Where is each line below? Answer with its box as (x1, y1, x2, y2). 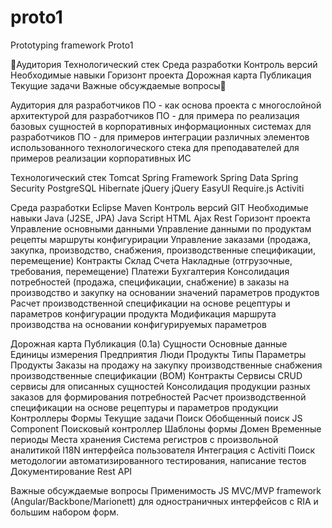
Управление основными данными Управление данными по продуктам (10, 222, 312, 235)
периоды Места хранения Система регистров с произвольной (10, 433, 279, 445)
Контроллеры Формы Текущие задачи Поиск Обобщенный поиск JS (10, 412, 303, 424)
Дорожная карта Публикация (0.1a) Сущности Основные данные (10, 337, 288, 350)
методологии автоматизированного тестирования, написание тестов (10, 454, 307, 466)
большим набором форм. (10, 506, 119, 518)
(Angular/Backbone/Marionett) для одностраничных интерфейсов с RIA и (10, 495, 319, 507)
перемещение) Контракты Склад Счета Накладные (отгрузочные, (10, 254, 293, 266)
